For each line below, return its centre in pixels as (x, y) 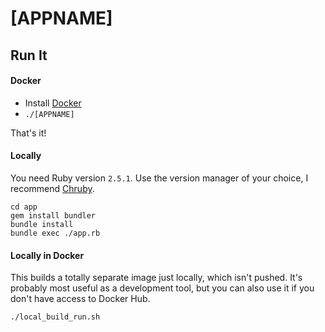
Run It (29, 55)
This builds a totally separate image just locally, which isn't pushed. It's (156, 278)
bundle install (42, 224)
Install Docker (53, 103)
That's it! (28, 133)
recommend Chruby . (52, 188)
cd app (24, 207)
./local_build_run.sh (55, 317)
